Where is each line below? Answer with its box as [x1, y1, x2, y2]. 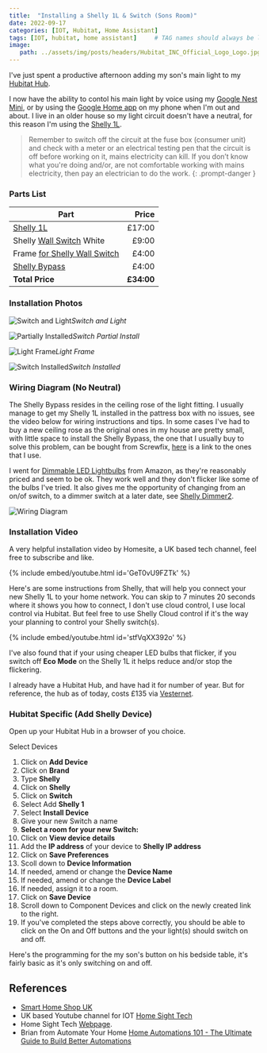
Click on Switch [20, 791, 73, 800]
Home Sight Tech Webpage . [20, 1020, 113, 1029]
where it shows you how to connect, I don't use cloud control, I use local [9, 600, 246, 610]
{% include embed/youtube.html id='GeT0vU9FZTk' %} [9, 569, 191, 578]
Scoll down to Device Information [20, 858, 132, 868]
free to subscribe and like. [9, 553, 94, 562]
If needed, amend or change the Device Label [20, 875, 171, 885]
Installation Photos [9, 298, 83, 309]
